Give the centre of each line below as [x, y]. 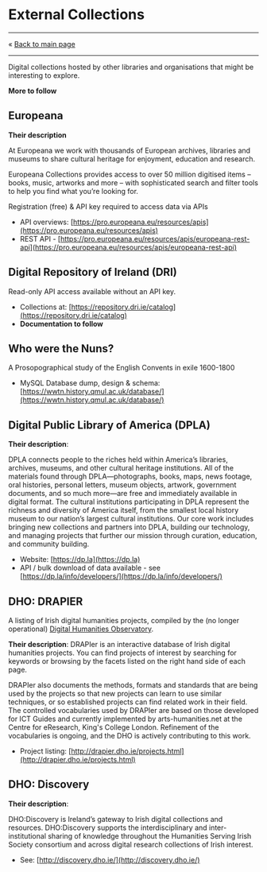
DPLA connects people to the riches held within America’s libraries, [118, 459]
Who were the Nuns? [61, 349]
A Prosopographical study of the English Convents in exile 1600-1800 [122, 368]
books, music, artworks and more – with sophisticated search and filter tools [133, 182]
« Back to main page [42, 44]
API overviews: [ [46, 222]
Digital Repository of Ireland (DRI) [93, 272]
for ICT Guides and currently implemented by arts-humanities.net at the [125, 719]
